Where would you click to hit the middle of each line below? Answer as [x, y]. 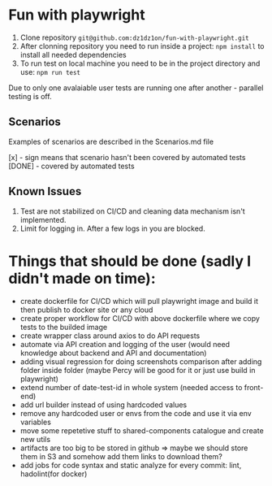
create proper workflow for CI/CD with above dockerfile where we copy [140, 318]
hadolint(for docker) [54, 474]
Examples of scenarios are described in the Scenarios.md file [111, 141]
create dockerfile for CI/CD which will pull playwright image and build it [139, 301]
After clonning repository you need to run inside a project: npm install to [142, 46]
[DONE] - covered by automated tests [72, 166]
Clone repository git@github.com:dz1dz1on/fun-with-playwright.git [134, 37]
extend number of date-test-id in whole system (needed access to [131, 387]
